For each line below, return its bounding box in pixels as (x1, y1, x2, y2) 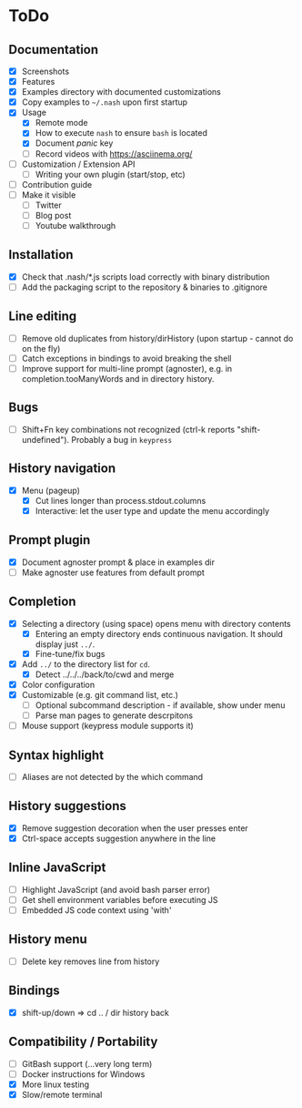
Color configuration (21, 679, 96, 690)
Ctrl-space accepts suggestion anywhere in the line (21, 833, 216, 844)
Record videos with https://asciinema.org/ (35, 148, 193, 159)
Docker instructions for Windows (21, 1068, 146, 1080)
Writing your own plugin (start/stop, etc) (35, 169, 186, 180)
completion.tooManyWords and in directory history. (21, 373, 215, 384)
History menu (8, 931, 87, 948)
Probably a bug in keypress (71, 434, 173, 445)
